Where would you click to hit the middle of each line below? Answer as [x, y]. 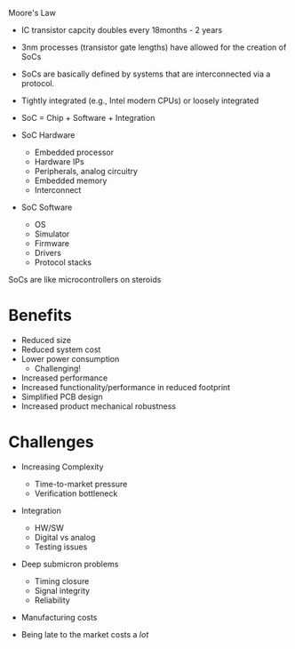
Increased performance [64, 378]
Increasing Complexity [62, 467]
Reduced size [46, 340]
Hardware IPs [60, 162]
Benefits [40, 316]
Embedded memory [71, 180]
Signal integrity [62, 590]
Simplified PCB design [62, 397]
